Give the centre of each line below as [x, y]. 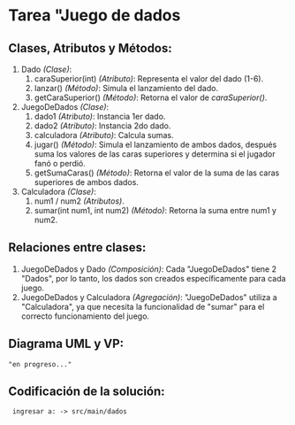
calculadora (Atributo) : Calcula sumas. [104, 135]
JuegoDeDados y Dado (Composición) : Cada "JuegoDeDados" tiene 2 [149, 269]
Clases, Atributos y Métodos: [91, 48]
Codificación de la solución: [87, 392]
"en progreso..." [40, 364]
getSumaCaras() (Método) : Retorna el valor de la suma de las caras [157, 173]
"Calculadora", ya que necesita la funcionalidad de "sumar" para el [143, 306]
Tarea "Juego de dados [95, 15]
